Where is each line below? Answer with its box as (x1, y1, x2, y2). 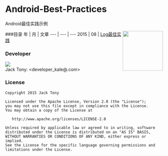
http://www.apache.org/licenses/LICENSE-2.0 (11, 116, 106, 122)
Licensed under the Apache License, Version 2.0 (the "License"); (5, 99, 146, 104)
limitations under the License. (5, 147, 72, 152)
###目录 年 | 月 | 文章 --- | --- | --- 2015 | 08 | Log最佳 (5, 31, 117, 37)
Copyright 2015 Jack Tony (5, 90, 59, 95)
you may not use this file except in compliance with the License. (5, 103, 149, 108)
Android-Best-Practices (5, 3, 107, 15)
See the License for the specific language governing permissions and (5, 143, 155, 148)
